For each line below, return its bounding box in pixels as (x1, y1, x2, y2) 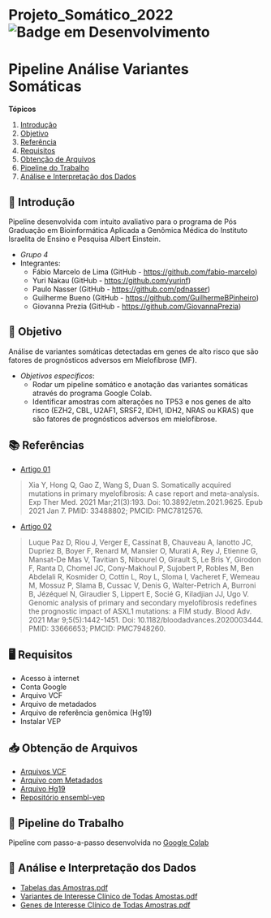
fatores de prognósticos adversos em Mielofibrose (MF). (8, 355, 197, 364)
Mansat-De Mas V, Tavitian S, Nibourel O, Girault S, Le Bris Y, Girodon (28, 554, 261, 564)
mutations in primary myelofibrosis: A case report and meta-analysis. (28, 489, 260, 498)
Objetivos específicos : (19, 371, 95, 381)
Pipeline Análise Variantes (8, 60, 189, 79)
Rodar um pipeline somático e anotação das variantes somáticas (32, 379, 248, 389)
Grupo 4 (19, 249, 49, 259)
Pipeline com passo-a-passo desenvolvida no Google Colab (8, 838, 209, 847)
